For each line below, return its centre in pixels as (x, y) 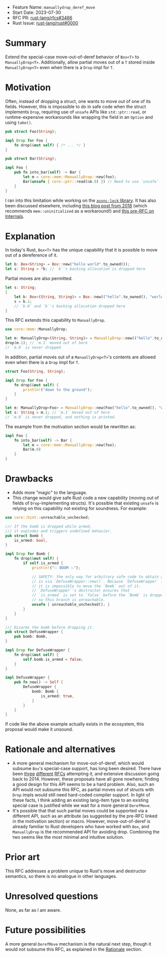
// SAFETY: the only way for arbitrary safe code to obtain (95, 577)
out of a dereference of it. (32, 255)
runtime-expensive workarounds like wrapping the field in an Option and (79, 117)
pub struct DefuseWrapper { (34, 632)
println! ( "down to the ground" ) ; (58, 390)
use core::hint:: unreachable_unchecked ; (48, 518)
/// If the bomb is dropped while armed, (49, 526)
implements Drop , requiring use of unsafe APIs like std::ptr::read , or (76, 112)
